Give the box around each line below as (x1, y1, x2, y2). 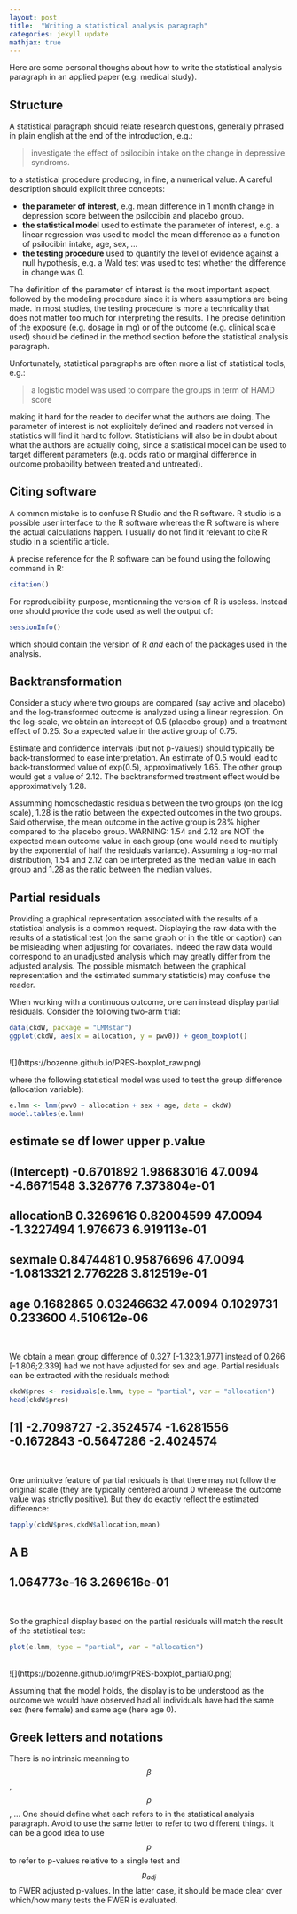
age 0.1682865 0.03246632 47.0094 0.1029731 (9, 1296, 278, 1312)
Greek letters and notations (9, 1730, 164, 1745)
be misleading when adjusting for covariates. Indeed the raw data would (9, 942, 273, 953)
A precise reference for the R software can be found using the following (9, 553, 271, 564)
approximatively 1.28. (9, 781, 87, 792)
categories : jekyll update (9, 29, 109, 38)
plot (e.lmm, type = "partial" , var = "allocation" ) (9, 1642, 204, 1651)
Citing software (9, 484, 97, 499)
